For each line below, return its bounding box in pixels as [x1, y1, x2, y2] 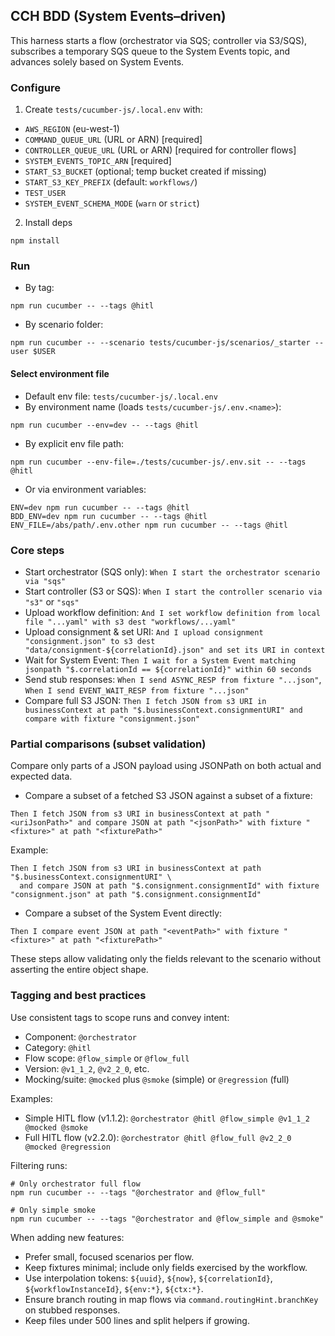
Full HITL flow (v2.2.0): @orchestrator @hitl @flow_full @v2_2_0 [24, 1131, 292, 1143]
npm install [10, 236, 60, 246]
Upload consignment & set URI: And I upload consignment [24, 625, 264, 638]
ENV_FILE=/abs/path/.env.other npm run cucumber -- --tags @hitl [10, 520, 288, 530]
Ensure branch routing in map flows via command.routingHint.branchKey [24, 1293, 319, 1305]
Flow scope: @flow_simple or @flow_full [24, 1052, 190, 1064]
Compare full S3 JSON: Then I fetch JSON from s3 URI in [24, 694, 267, 706]
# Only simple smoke [10, 1205, 97, 1215]
